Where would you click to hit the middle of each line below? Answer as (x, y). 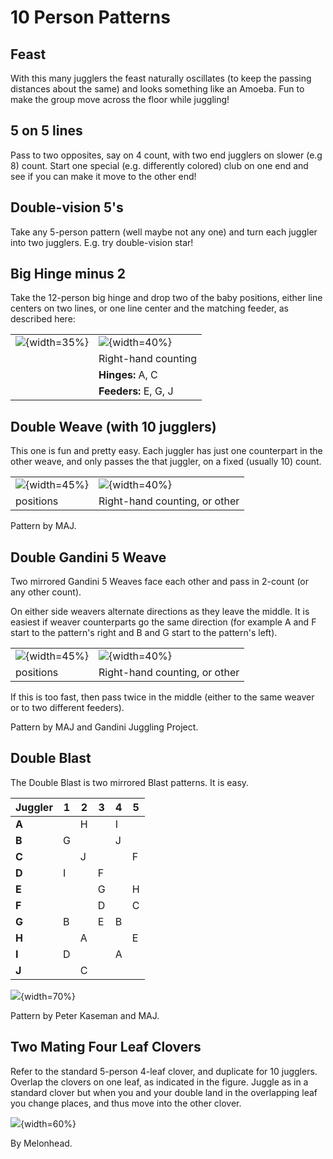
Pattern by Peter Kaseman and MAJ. (85, 1015)
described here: (43, 319)
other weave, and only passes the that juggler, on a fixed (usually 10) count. (166, 462)
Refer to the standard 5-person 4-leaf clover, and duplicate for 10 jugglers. (164, 1071)
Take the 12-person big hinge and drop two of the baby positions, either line (166, 298)
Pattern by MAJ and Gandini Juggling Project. (104, 727)
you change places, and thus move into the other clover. (126, 1103)
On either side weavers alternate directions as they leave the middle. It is (160, 612)
